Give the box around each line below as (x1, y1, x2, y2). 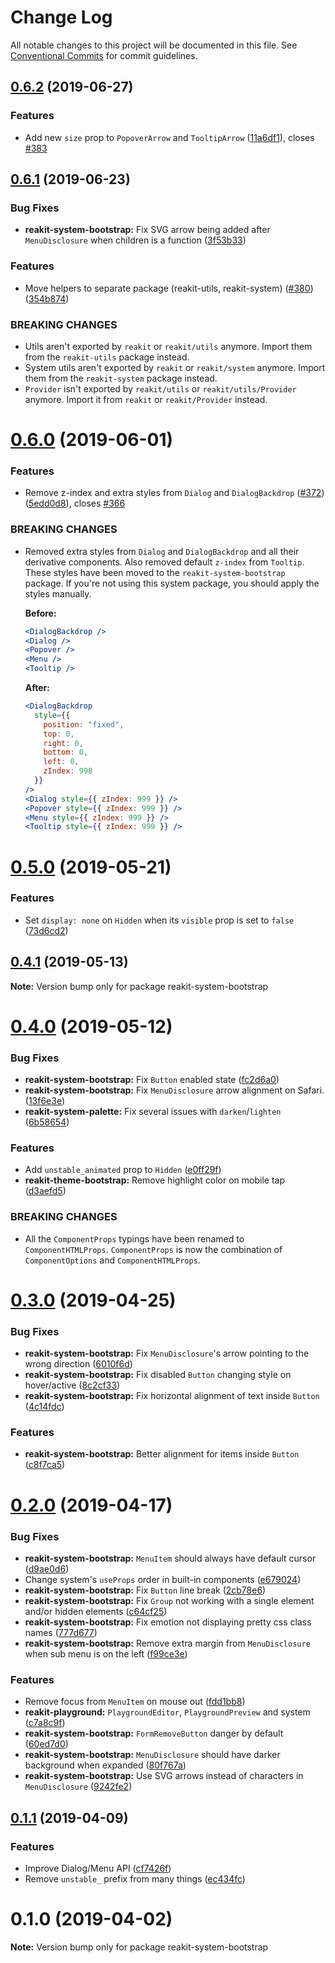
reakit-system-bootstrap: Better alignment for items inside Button (24, 1448, 300, 1460)
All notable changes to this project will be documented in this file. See (10, 39, 298, 51)
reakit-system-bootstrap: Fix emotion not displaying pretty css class (24, 1616, 312, 1628)
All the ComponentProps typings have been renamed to (24, 1232, 245, 1245)
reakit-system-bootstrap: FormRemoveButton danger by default (24, 1727, 284, 1740)
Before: (24, 607, 57, 619)
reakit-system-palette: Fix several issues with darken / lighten (24, 1106, 282, 1118)
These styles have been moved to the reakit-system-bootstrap (24, 566, 286, 578)
